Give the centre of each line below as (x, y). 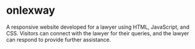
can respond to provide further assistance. (59, 39)
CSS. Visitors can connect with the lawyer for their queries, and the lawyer (98, 33)
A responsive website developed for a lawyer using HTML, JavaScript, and (98, 27)
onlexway (31, 10)
